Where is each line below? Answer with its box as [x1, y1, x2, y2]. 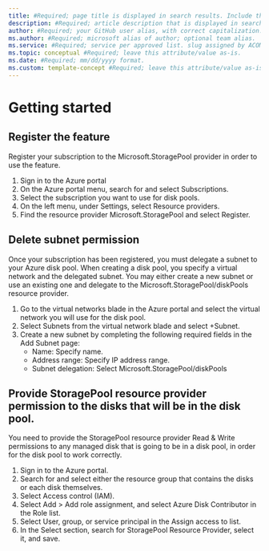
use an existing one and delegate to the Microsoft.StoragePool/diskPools [8, 280, 249, 290]
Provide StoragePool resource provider [8, 387, 207, 400]
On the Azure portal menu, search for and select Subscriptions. [19, 184, 229, 193]
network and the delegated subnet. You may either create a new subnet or [8, 271, 254, 281]
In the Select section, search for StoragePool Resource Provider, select [19, 525, 255, 535]
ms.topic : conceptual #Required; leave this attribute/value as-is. [8, 49, 242, 57]
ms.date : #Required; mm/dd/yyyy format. [8, 57, 146, 65]
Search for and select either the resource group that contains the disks [19, 474, 254, 484]
